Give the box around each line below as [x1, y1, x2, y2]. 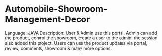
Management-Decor [5, 14, 90, 25]
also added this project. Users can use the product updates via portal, [5, 40, 147, 46]
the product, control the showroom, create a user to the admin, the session [5, 35, 158, 41]
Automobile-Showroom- [5, 3, 108, 15]
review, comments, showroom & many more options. [5, 45, 112, 51]
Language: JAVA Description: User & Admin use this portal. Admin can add [5, 30, 157, 36]
